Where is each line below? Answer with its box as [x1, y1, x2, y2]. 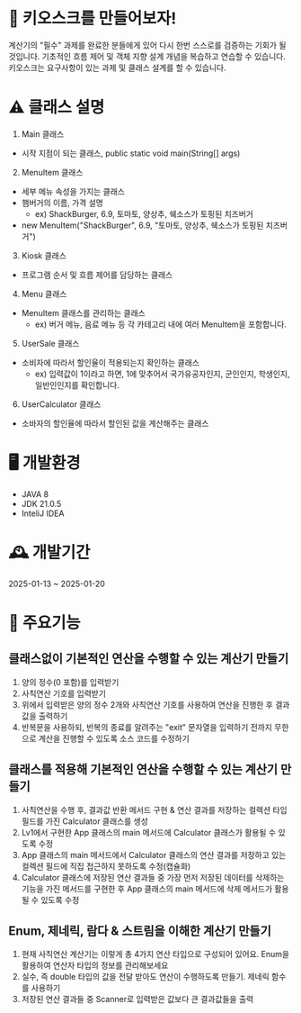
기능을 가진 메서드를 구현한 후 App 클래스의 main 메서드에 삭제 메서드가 [21, 883, 273, 894]
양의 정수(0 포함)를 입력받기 [21, 676, 120, 687]
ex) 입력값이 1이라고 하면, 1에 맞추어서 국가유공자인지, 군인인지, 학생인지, [34, 368, 290, 379]
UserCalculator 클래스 [21, 398, 102, 410]
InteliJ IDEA [21, 508, 65, 519]
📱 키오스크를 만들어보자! [8, 8, 177, 29]
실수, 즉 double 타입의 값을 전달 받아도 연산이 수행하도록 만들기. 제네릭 [21, 972, 270, 982]
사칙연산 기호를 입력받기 [21, 688, 107, 699]
